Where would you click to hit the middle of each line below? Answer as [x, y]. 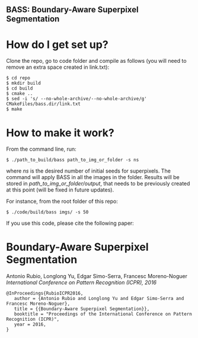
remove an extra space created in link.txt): [58, 67]
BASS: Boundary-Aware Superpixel [72, 10]
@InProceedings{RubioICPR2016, [45, 294]
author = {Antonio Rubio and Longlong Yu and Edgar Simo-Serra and [99, 299]
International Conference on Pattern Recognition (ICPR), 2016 [82, 283]
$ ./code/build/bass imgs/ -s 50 [47, 212]
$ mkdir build [24, 83]
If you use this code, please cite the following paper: [70, 223]
